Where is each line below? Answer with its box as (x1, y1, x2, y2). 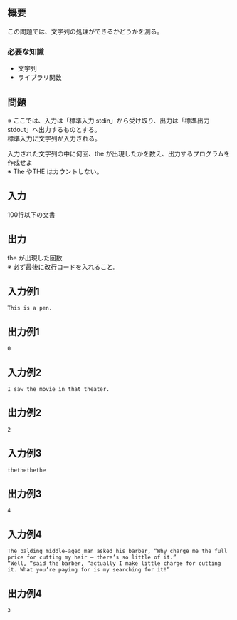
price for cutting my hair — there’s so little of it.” (7, 554, 177, 561)
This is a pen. (7, 305, 53, 312)
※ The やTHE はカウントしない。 (7, 167, 103, 176)
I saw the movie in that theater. (7, 385, 110, 392)
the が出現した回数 (7, 253, 63, 262)
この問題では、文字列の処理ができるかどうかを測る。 (7, 27, 164, 36)
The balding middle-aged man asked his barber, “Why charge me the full (7, 548, 228, 555)
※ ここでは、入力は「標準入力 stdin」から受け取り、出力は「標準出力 (7, 116, 210, 125)
